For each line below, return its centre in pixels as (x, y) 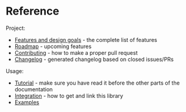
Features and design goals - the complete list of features (86, 40)
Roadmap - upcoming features (53, 46)
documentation (34, 89)
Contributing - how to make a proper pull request (76, 52)
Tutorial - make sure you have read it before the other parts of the (97, 83)
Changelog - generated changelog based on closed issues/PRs (94, 59)
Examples (27, 102)
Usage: (15, 71)
